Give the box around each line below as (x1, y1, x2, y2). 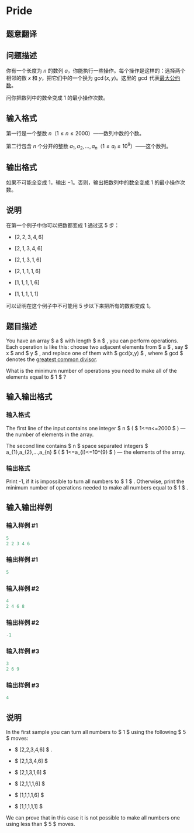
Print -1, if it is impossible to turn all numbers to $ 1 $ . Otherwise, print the (6, 478, 185, 485)
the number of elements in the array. (6, 431, 94, 438)
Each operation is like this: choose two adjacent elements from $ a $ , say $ (6, 344, 188, 351)
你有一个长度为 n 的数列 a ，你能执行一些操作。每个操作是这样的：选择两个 (6, 67, 186, 74)
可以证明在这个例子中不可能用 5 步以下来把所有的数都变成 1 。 (6, 302, 154, 310)
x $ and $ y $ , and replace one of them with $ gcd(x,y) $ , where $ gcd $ (6, 350, 183, 357)
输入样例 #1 (6, 522, 38, 530)
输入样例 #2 (6, 584, 40, 593)
